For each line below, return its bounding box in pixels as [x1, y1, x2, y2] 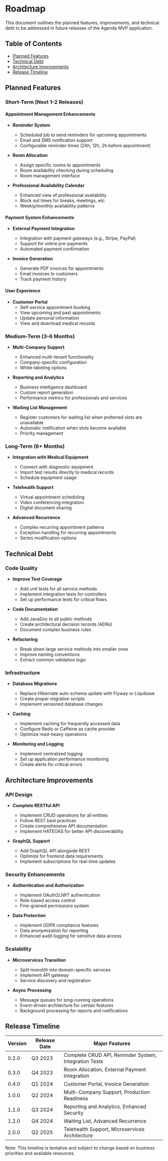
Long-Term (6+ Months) [5, 443, 65, 450]
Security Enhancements [5, 870, 65, 878]
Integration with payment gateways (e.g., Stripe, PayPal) [19, 235, 136, 241]
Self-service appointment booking [19, 304, 90, 310]
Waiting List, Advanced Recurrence [63, 1118, 146, 1125]
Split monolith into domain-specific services [19, 966, 111, 973]
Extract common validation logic [19, 656, 86, 662]
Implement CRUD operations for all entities [19, 812, 108, 818]
